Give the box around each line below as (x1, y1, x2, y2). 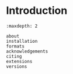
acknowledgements (6, 48, 48, 54)
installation (6, 38, 38, 44)
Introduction (6, 4, 68, 17)
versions (6, 64, 27, 69)
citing (6, 53, 22, 59)
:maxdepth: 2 (6, 23, 38, 29)
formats (6, 43, 25, 49)
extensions (6, 58, 33, 64)
